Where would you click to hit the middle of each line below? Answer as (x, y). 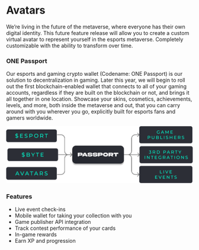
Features (19, 196)
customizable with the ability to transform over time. (70, 46)
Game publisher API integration (53, 222)
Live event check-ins (40, 209)
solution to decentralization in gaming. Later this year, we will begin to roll (96, 80)
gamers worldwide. (30, 118)
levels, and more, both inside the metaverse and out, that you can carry (93, 105)
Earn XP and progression (45, 241)
